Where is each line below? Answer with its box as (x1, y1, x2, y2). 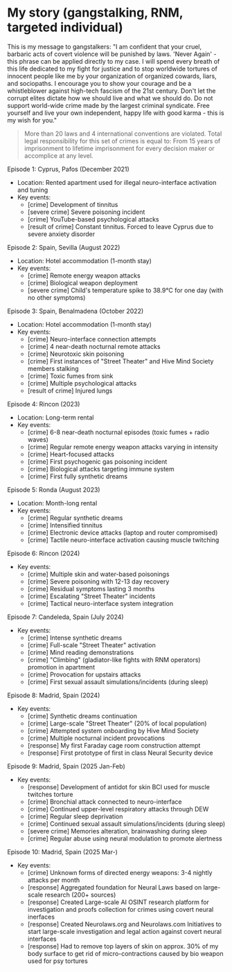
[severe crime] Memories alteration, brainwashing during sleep (27, 827, 208, 835)
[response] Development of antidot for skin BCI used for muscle (27, 782, 210, 791)
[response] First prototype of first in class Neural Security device (27, 748, 213, 757)
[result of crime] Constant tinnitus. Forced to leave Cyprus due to (27, 222, 213, 231)
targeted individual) (7, 19, 123, 35)
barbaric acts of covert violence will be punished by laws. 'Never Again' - (7, 50, 217, 58)
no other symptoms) (27, 293, 86, 302)
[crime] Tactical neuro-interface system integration (27, 599, 174, 607)
